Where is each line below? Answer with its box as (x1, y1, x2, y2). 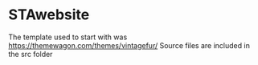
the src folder (8, 49, 53, 59)
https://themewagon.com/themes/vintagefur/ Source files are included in (8, 40, 251, 50)
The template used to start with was (8, 32, 128, 42)
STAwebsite (8, 6, 90, 24)
